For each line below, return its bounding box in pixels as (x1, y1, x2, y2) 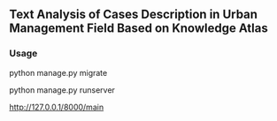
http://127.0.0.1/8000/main (9, 102, 104, 112)
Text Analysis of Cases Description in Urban (9, 7, 258, 22)
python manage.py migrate (9, 67, 108, 78)
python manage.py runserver (9, 84, 115, 95)
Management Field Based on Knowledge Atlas (9, 21, 268, 36)
